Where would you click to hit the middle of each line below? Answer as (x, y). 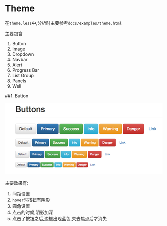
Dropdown (23, 54)
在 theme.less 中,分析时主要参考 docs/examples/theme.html (64, 23)
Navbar (20, 59)
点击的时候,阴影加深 (33, 212)
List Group (23, 75)
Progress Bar (26, 70)
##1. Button (17, 96)
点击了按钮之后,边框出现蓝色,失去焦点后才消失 (60, 218)
